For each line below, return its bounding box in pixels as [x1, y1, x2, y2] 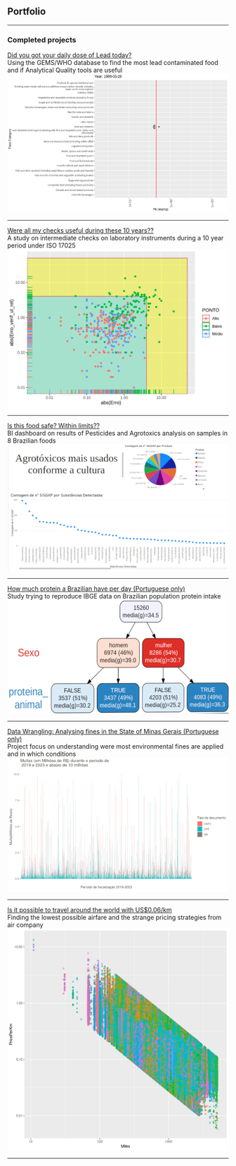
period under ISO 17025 [7, 241, 76, 250]
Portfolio [7, 6, 46, 18]
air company [7, 921, 44, 929]
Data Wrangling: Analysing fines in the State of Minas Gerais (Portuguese [7, 728, 219, 736]
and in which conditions [7, 750, 77, 759]
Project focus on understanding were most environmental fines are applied [7, 742, 223, 751]
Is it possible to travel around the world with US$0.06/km [7, 906, 172, 914]
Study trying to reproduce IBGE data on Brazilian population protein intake [7, 592, 221, 601]
